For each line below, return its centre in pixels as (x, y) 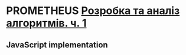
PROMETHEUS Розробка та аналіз (93, 11)
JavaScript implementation (57, 45)
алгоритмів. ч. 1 (46, 23)
